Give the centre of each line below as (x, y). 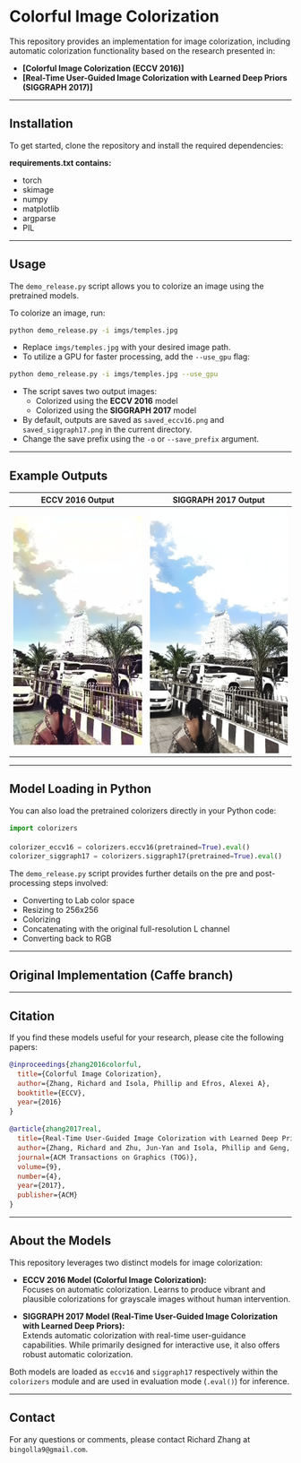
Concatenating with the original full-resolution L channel (126, 929)
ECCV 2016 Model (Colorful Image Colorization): (114, 1279)
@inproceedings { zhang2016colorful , (76, 1064)
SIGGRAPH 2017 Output (219, 500)
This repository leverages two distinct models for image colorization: (136, 1262)
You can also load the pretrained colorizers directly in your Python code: (143, 810)
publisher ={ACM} (47, 1195)
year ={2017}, (42, 1186)
